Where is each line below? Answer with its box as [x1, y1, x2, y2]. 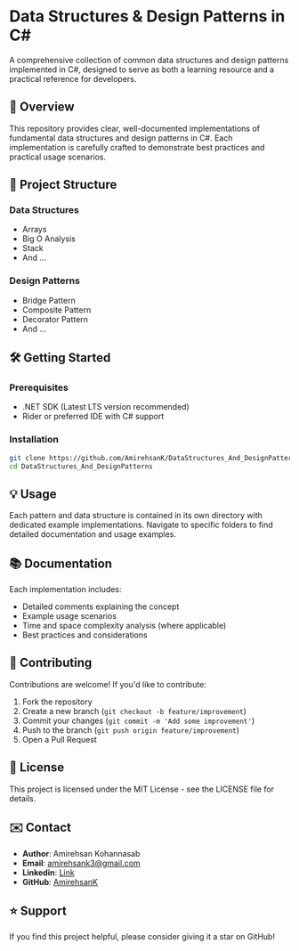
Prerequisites [9, 381, 69, 394]
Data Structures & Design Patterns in [9, 6, 286, 27]
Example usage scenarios [21, 611, 117, 622]
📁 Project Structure [9, 177, 117, 192]
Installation [9, 434, 60, 446]
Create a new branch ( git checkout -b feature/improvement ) [21, 705, 247, 716]
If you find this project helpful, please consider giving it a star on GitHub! [9, 931, 276, 942]
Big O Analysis [21, 233, 76, 244]
